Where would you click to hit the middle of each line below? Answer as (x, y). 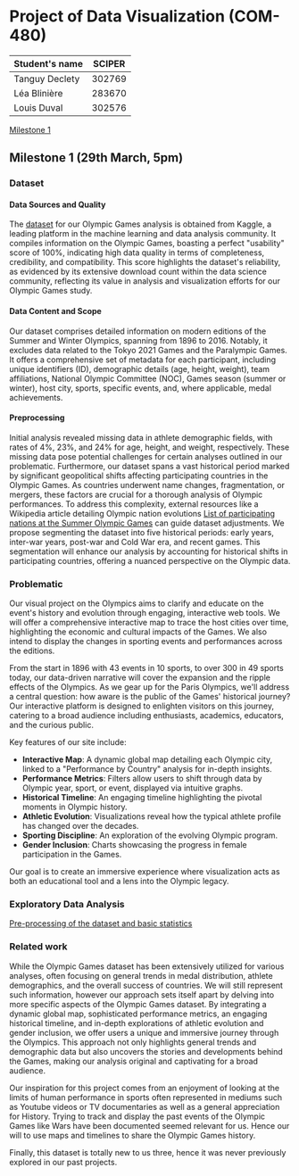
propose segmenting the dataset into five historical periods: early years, (141, 532)
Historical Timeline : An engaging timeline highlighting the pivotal (142, 798)
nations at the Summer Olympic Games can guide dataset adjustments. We (147, 523)
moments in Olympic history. (75, 807)
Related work (39, 947)
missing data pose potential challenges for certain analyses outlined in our (146, 456)
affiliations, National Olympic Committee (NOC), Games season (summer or (148, 378)
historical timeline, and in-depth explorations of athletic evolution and (137, 1023)
